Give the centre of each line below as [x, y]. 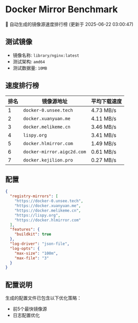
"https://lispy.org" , [37, 215]
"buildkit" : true [33, 234]
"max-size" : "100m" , [36, 253]
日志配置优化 [26, 315]
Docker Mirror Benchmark [62, 9]
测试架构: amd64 [29, 61]
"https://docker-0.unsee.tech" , [49, 201]
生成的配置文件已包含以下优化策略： [43, 298]
